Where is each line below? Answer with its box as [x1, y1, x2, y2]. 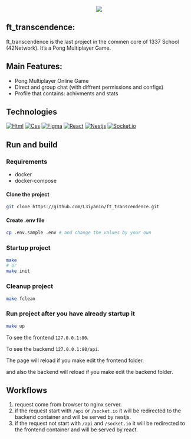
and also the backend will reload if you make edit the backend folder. [6, 368, 174, 375]
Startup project [6, 244, 51, 252]
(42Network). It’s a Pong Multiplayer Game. [6, 44, 111, 51]
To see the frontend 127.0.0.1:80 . [6, 334, 89, 341]
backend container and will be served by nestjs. [14, 414, 131, 421]
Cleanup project [6, 282, 53, 290]
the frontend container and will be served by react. [14, 426, 139, 433]
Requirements [6, 157, 48, 166]
